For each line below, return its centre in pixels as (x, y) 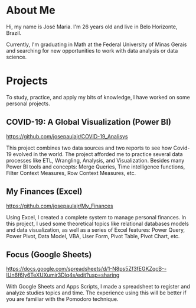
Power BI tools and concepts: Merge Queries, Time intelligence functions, (96, 167)
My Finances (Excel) (44, 192)
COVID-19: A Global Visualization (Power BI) (89, 122)
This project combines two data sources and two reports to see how (89, 148)
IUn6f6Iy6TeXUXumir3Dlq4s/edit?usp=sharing (63, 275)
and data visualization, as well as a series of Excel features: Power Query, (95, 230)
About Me (31, 10)
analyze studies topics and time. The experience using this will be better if (97, 293)
